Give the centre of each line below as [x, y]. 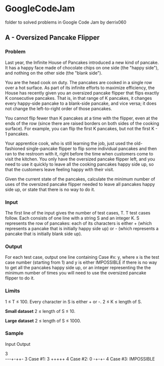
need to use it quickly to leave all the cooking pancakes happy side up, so [80, 164]
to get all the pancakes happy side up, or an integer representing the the [78, 268]
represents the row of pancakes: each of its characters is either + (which [79, 223]
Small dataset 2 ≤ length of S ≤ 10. [40, 311]
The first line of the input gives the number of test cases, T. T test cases [78, 213]
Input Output [18, 344]
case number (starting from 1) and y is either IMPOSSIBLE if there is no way [81, 262]
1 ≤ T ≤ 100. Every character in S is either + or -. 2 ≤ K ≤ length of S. [73, 302]
